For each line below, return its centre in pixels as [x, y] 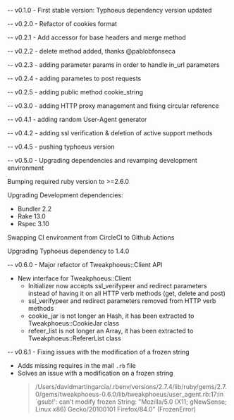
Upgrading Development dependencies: [65, 195]
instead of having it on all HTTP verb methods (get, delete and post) [127, 293]
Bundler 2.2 [34, 209]
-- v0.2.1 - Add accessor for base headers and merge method [97, 37]
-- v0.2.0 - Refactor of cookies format [62, 24]
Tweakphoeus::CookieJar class [74, 323]
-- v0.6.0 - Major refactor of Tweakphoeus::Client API [85, 265]
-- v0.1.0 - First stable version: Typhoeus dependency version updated [110, 10]
